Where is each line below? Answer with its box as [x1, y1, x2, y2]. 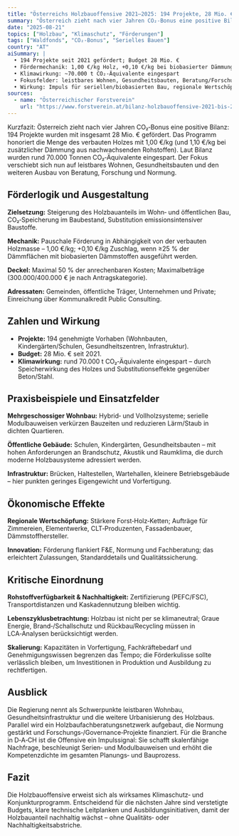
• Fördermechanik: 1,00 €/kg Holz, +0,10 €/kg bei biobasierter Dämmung [14, 63, 234, 71]
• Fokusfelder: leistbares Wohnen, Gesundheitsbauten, [14, 76, 180, 84]
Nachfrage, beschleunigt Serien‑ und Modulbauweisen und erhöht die [7, 743, 213, 752]
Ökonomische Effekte [7, 497, 105, 510]
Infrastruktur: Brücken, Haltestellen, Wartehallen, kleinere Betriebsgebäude [7, 470, 230, 478]
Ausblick [7, 686, 48, 698]
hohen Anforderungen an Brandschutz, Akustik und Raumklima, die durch [7, 448, 223, 457]
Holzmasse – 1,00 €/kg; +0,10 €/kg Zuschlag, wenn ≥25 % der [7, 244, 190, 253]
